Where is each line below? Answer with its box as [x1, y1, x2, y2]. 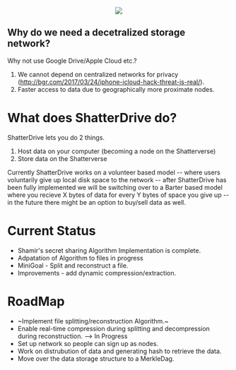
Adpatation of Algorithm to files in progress [17, 253, 143, 262]
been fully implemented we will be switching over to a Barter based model [7, 183, 223, 191]
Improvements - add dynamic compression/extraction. [17, 268, 177, 277]
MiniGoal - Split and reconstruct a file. [17, 261, 129, 270]
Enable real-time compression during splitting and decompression [17, 324, 211, 333]
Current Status [7, 222, 96, 239]
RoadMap [7, 293, 65, 309]
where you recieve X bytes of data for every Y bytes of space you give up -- [7, 191, 230, 199]
